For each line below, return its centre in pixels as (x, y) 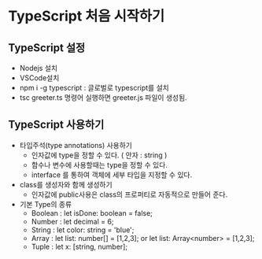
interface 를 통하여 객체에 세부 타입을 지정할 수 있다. (112, 175)
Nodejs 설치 (38, 68)
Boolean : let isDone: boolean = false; (92, 213)
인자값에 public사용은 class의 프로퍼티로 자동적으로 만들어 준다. (129, 194)
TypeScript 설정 (47, 48)
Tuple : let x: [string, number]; (79, 246)
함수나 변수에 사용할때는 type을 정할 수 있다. (99, 165)
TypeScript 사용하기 (56, 125)
